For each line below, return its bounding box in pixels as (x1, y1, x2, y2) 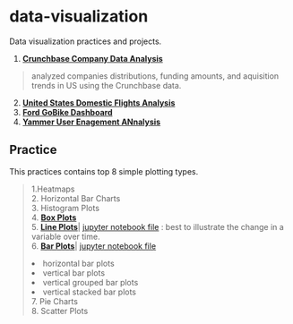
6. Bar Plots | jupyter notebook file (30, 240, 157, 252)
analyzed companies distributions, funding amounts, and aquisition (30, 70, 280, 81)
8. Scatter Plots (30, 305, 89, 316)
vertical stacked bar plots (42, 286, 137, 297)
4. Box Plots (30, 212, 77, 223)
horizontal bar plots (42, 258, 115, 269)
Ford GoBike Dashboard (22, 107, 113, 117)
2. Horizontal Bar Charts (30, 192, 121, 203)
